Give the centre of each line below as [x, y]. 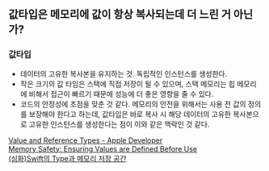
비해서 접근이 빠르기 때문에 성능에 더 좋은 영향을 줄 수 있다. [121, 94]
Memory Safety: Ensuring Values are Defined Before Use [103, 148]
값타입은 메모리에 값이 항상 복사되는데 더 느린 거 [120, 15]
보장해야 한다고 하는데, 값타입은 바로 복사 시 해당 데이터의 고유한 [130, 114]
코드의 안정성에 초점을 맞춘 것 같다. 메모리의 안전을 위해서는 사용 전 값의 [133, 104]
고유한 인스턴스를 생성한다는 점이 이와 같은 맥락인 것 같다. [119, 124]
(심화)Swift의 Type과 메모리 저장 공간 [67, 158]
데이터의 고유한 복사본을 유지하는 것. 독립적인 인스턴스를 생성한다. [124, 73]
